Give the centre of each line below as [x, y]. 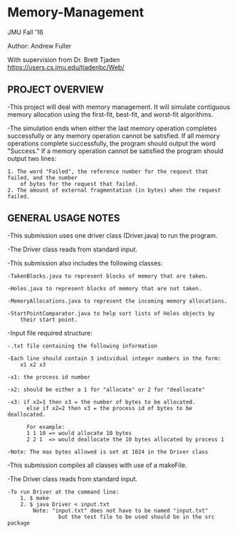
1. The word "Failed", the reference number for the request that [108, 172]
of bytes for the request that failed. [79, 184]
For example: [46, 427]
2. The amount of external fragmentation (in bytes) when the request [114, 190]
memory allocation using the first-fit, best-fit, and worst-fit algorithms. [110, 114]
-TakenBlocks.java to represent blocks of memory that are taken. [108, 276]
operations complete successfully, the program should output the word [111, 143]
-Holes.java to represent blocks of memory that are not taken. [105, 288]
